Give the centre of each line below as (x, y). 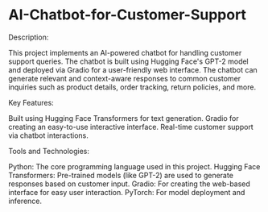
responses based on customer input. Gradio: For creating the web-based (130, 184)
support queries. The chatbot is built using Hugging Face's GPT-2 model (129, 61)
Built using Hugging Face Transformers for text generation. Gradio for (124, 118)
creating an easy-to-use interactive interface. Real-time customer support (131, 127)
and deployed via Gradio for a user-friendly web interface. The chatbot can (133, 69)
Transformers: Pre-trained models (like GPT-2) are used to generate (121, 175)
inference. (25, 201)
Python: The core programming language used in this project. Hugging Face (134, 166)
